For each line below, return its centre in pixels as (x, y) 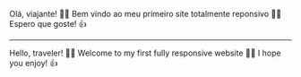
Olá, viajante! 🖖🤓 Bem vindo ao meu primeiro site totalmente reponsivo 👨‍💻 (146, 14)
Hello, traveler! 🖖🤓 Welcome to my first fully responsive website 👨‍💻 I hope (145, 53)
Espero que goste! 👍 (48, 24)
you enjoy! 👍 (34, 63)
